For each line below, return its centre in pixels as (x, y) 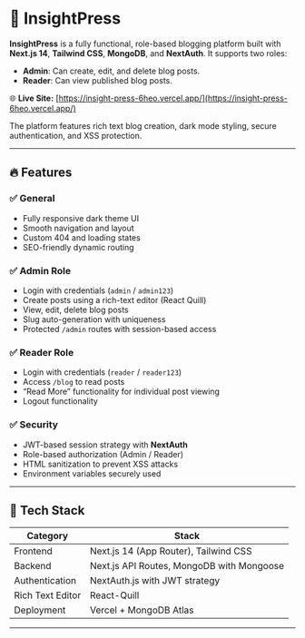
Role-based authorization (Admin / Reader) (103, 454)
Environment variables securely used (92, 473)
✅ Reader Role (42, 352)
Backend (33, 566)
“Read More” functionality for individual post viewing (121, 392)
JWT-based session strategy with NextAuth (105, 445)
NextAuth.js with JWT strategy (155, 581)
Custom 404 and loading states (81, 237)
